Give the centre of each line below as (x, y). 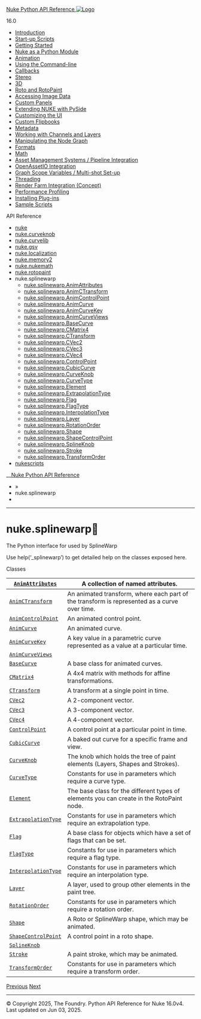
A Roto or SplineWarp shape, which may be (128, 919)
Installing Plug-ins (37, 198)
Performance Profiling (42, 192)
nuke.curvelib (32, 240)
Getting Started (33, 45)
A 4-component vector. (101, 719)
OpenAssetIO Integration (45, 166)
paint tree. (81, 892)
